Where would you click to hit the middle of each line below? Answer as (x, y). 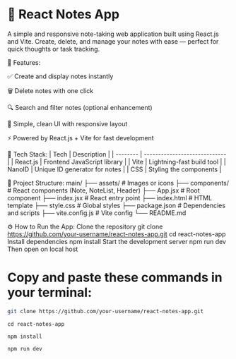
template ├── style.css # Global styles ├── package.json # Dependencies (117, 205)
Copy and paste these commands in (115, 278)
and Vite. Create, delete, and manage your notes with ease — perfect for (113, 41)
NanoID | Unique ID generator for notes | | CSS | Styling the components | (114, 169)
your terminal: (50, 293)
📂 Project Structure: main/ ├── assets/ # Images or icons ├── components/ (118, 183)
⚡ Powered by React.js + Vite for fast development (81, 138)
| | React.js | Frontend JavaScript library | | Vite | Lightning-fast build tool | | (117, 162)
